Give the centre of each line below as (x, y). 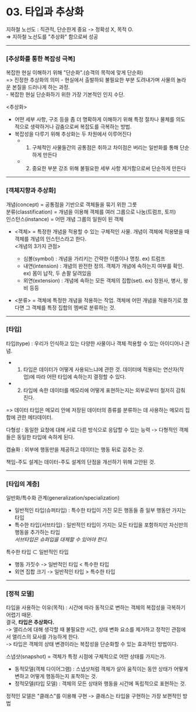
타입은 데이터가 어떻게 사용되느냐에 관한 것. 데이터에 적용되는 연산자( (101, 369)
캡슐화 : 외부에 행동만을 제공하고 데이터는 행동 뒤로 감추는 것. (75, 449)
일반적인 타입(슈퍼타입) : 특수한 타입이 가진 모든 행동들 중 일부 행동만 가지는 (100, 510)
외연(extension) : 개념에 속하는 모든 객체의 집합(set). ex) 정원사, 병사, (103, 280)
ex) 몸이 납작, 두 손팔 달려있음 (57, 273)
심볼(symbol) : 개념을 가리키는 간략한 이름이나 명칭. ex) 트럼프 (94, 259)
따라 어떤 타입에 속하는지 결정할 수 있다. (81, 376)
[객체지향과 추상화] (31, 191)
